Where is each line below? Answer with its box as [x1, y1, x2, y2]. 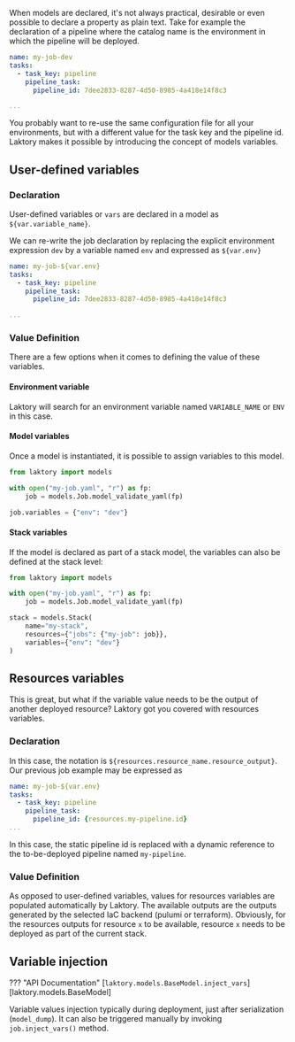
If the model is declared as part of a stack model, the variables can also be [9, 546, 281, 557]
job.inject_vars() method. [9, 1023, 109, 1034]
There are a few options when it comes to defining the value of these [9, 351, 261, 362]
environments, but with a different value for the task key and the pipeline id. [9, 127, 284, 138]
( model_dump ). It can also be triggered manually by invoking [9, 1014, 223, 1024]
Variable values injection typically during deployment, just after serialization [9, 1004, 284, 1015]
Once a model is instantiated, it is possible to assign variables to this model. [9, 451, 284, 461]
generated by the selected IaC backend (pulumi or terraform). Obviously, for [9, 909, 286, 920]
